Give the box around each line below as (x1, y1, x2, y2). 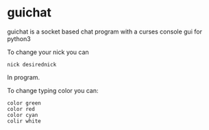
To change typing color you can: (7, 86, 99, 94)
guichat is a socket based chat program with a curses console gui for (7, 27, 202, 36)
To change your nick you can (7, 48, 89, 56)
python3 (7, 34, 31, 42)
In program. (7, 73, 40, 81)
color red (7, 105, 36, 112)
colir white (7, 118, 41, 125)
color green (7, 99, 41, 107)
